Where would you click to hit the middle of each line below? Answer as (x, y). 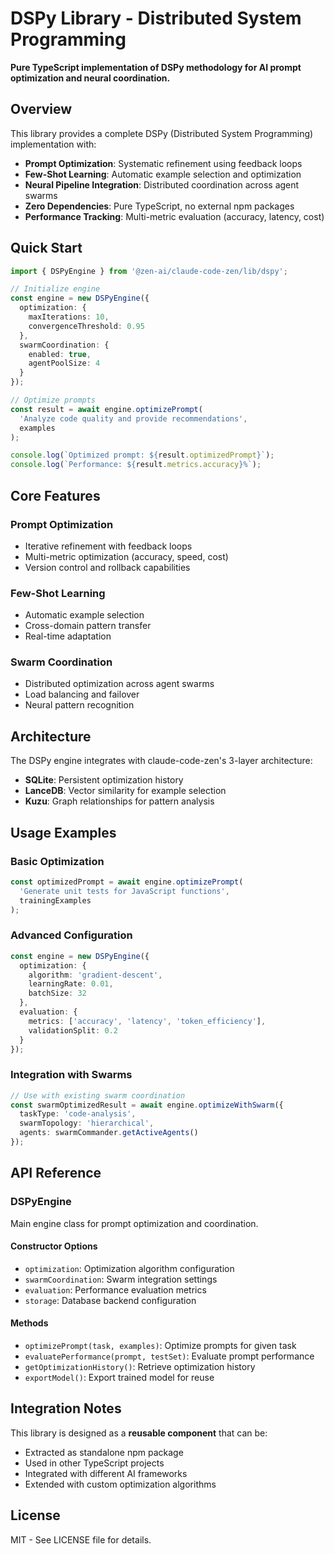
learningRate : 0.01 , (71, 984)
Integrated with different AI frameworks (106, 1473)
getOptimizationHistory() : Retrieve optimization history (140, 1367)
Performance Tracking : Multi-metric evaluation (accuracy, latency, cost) (174, 216)
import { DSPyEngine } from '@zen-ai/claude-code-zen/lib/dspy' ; (149, 271)
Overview (41, 109)
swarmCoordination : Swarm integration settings (121, 1279)
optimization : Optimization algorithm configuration (129, 1268)
